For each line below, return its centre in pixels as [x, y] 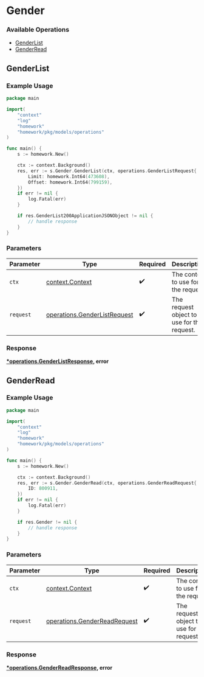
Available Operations [38, 30]
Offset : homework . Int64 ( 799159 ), [70, 182]
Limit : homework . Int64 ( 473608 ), [69, 176]
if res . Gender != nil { [47, 522]
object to [184, 314]
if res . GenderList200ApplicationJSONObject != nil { [85, 216]
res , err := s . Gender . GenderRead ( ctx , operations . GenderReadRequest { [107, 483]
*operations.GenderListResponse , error [58, 361]
